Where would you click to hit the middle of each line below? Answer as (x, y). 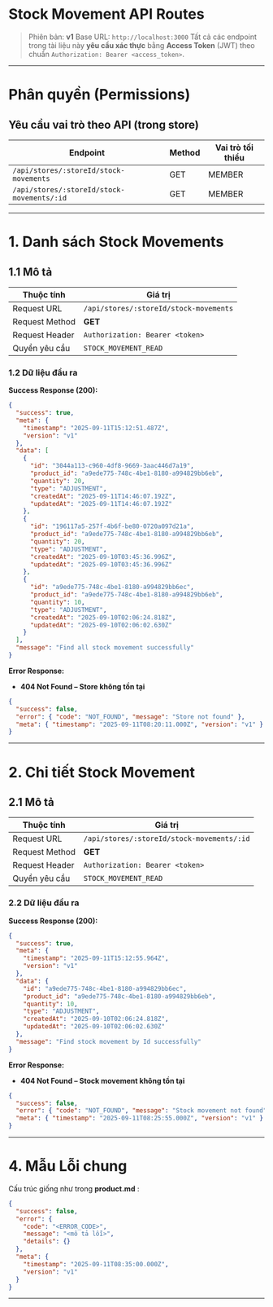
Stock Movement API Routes (106, 14)
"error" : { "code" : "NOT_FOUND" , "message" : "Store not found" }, (130, 717)
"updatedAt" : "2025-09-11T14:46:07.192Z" (101, 504)
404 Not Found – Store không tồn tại (82, 686)
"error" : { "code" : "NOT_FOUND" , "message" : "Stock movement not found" (141, 1111)
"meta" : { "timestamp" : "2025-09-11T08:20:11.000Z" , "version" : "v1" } (140, 724)
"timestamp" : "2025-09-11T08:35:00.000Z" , (96, 1264)
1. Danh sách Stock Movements (116, 242)
